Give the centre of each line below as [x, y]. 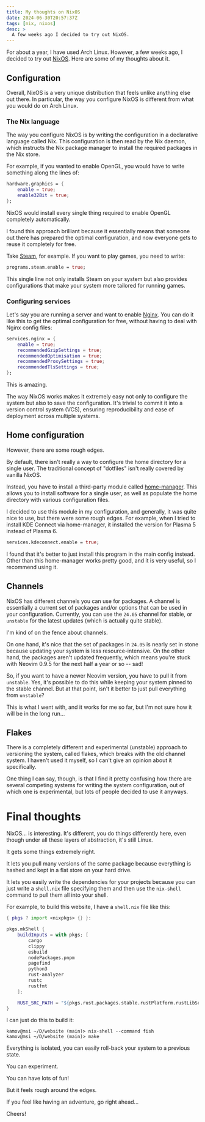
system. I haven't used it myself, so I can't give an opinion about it [89, 760]
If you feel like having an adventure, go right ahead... [73, 1102]
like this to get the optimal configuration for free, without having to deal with [102, 321]
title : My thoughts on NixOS [43, 12]
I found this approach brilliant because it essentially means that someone [98, 231]
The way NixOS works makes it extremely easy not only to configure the [97, 397]
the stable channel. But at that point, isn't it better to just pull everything [96, 689]
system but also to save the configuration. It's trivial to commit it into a [95, 403]
